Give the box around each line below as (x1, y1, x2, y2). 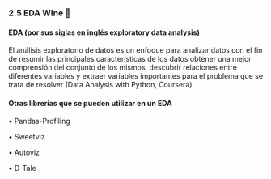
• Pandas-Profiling (8, 117, 70, 126)
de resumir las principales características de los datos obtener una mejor (8, 54, 252, 64)
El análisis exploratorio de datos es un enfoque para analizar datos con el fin (8, 45, 263, 55)
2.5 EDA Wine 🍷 (8, 7, 71, 19)
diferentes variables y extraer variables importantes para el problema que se (8, 71, 264, 81)
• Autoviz (8, 147, 40, 157)
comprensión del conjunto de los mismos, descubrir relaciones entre (8, 62, 237, 72)
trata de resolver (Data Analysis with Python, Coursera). (8, 80, 195, 90)
